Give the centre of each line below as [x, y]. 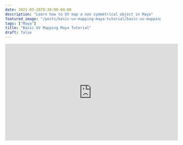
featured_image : [22, 19]
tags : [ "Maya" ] [21, 23]
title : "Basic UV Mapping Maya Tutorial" [48, 28]
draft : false [18, 32]
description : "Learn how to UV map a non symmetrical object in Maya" [79, 14]
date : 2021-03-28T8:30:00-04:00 [38, 10]
